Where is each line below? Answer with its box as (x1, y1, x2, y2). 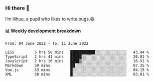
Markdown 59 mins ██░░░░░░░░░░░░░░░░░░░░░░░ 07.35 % (5, 63, 149, 68)
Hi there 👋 (5, 5, 30, 12)
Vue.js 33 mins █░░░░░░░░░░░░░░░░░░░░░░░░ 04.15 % (5, 67, 149, 72)
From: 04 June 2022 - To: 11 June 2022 (5, 41, 89, 46)
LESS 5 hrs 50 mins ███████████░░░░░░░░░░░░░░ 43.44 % (5, 50, 149, 55)
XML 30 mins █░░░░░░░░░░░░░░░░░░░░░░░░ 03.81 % (5, 71, 149, 77)
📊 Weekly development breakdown (5, 28, 81, 34)
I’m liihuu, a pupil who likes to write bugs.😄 (5, 16, 95, 22)
